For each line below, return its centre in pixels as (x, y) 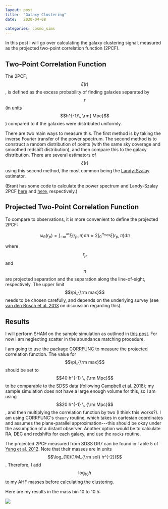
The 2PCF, (16, 76)
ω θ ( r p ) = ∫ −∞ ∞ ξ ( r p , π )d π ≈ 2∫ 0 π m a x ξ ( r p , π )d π (85, 235)
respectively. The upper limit (35, 285)
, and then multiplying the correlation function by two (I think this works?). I (83, 412)
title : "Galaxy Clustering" (36, 15)
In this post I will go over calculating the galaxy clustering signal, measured (83, 43)
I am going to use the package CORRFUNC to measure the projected (76, 349)
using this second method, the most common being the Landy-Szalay (77, 171)
